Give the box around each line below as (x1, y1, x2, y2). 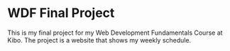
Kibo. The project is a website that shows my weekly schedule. (7, 35, 192, 44)
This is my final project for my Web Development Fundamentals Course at (7, 28, 223, 37)
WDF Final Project (7, 5, 115, 21)
